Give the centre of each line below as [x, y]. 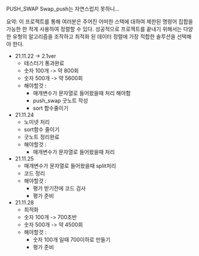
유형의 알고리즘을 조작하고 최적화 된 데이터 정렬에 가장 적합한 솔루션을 [94, 37]
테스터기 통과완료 [44, 63]
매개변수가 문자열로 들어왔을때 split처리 [70, 166]
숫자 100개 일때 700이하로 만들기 [72, 240]
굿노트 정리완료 [42, 137]
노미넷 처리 [37, 122]
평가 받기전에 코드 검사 [59, 188]
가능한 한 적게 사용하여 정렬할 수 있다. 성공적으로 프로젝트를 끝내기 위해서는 [94, 29]
